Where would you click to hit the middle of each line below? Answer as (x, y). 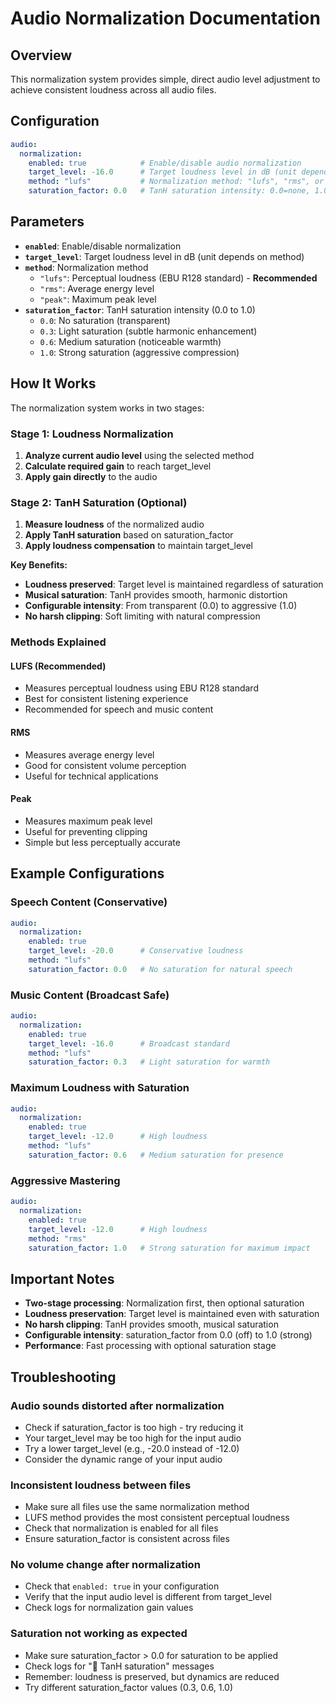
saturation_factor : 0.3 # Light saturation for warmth (149, 1062)
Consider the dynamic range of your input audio (123, 1459)
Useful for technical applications (91, 776)
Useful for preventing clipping (86, 831)
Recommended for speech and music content (119, 709)
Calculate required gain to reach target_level (118, 466)
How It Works (53, 383)
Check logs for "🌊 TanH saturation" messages (119, 1666)
